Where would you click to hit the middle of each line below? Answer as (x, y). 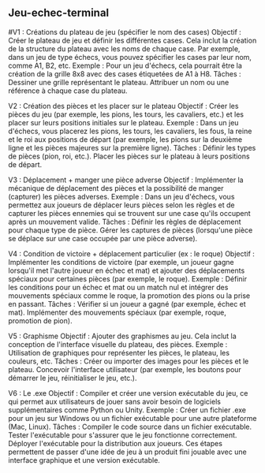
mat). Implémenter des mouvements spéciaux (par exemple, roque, (117, 312)
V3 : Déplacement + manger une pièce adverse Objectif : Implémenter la (126, 180)
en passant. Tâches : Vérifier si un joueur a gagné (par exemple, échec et (127, 304)
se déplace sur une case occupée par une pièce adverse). (103, 238)
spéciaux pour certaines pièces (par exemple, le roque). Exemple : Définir (128, 278)
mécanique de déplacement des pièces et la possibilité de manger (116, 188)
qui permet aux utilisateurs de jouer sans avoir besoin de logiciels (114, 401)
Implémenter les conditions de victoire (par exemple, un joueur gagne (121, 262)
